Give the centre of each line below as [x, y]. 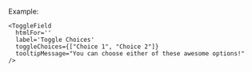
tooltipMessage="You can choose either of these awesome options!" [130, 54]
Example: [24, 11]
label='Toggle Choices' [55, 40]
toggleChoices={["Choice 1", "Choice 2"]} [87, 47]
